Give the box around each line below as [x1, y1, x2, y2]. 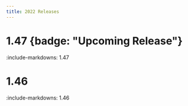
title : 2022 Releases [6, 8, 60, 15]
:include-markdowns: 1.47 [6, 54, 70, 61]
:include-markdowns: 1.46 [6, 94, 70, 101]
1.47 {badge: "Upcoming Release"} [6, 34, 183, 47]
